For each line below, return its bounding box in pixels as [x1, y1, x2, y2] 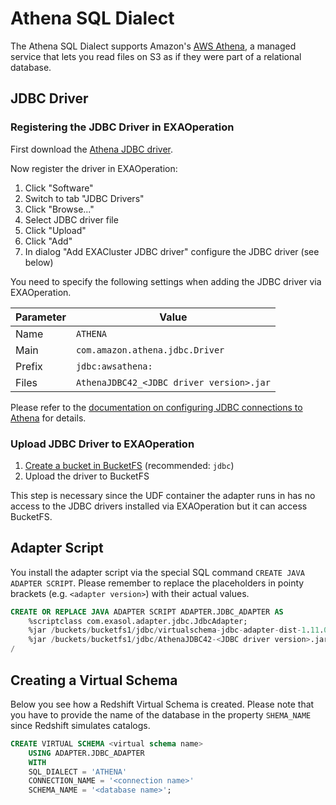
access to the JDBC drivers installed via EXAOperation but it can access [10, 500, 308, 512]
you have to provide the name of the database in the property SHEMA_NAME [10, 708, 312, 721]
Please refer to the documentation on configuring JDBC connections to [10, 401, 303, 413]
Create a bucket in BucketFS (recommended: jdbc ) [24, 459, 235, 471]
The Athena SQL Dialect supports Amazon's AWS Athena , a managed [10, 40, 297, 52]
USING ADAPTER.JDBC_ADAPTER [28, 748, 145, 758]
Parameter [15, 310, 67, 324]
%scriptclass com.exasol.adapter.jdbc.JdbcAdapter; [28, 616, 248, 626]
